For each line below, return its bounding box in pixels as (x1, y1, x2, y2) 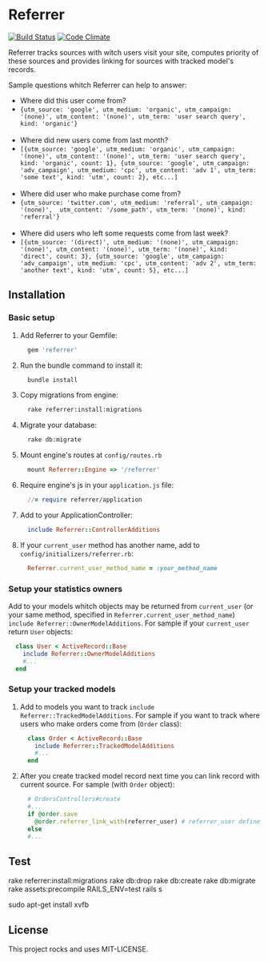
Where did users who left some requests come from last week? (19, 228, 229, 238)
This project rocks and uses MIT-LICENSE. (8, 944, 149, 954)
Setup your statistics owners (8, 583, 123, 594)
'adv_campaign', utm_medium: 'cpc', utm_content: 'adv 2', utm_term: (19, 259, 258, 268)
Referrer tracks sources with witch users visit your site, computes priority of (8, 47, 259, 57)
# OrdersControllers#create (27, 795, 122, 803)
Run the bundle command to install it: (19, 360, 143, 370)
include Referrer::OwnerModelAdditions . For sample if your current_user (8, 618, 250, 628)
